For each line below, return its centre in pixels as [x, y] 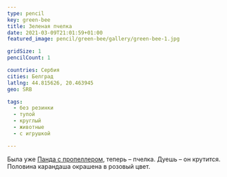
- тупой [24, 115]
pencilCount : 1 [29, 58]
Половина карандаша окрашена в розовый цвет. [79, 166]
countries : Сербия [33, 70]
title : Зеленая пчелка [40, 26]
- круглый [27, 121]
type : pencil [26, 13]
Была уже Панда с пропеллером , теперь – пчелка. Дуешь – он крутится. [114, 159]
